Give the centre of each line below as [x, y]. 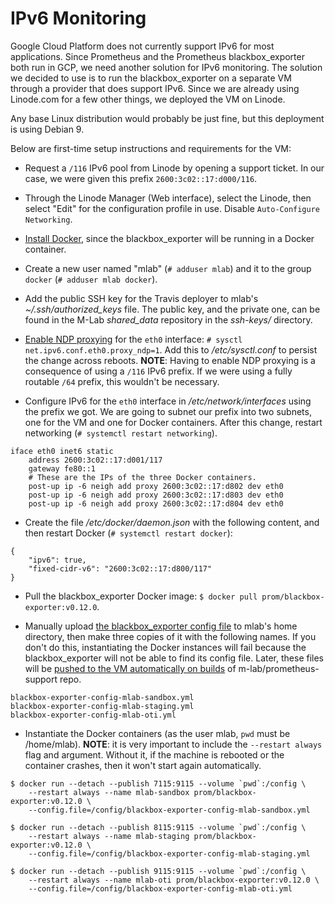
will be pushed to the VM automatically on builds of [130, 668]
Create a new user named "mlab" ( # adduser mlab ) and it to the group [168, 268]
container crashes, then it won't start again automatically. [143, 765]
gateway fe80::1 [62, 468]
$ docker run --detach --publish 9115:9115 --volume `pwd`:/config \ [158, 871]
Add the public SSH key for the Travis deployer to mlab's [141, 298]
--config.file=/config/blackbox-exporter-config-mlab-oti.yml [160, 888]
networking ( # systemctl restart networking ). [121, 433]
